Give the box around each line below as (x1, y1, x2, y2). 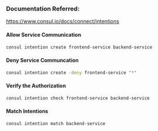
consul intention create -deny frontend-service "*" (6, 69, 137, 76)
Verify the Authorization (6, 82, 66, 89)
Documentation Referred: (6, 5, 80, 13)
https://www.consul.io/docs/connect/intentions (6, 18, 120, 25)
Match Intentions (6, 108, 48, 115)
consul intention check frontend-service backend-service (6, 95, 150, 101)
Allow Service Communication (6, 31, 82, 38)
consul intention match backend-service (6, 121, 106, 126)
